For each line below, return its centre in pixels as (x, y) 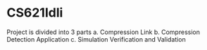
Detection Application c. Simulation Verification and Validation (96, 39)
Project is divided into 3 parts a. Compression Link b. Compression (103, 32)
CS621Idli (35, 13)
